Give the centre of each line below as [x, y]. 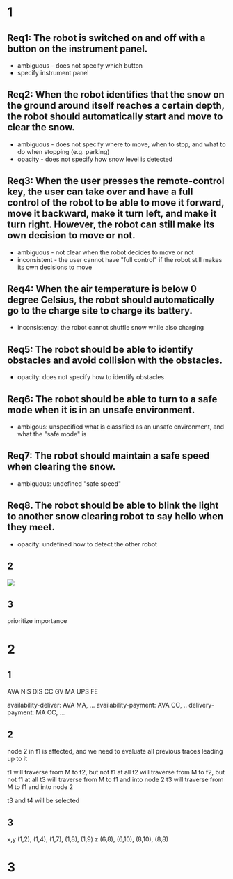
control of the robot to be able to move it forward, [116, 203]
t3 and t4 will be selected [43, 801]
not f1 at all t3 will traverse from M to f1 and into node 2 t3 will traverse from [115, 780]
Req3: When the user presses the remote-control [116, 181]
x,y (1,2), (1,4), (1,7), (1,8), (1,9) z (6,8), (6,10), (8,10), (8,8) [88, 839]
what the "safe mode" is [52, 434]
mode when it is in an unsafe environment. [101, 410]
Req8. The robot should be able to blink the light [113, 506]
